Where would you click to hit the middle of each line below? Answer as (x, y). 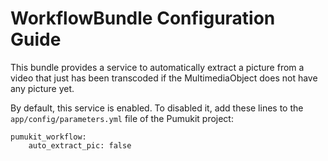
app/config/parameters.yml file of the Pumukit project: (122, 118)
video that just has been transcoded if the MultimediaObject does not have (164, 78)
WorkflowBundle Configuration (143, 18)
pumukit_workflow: (48, 137)
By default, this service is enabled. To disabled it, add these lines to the (157, 108)
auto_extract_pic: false (80, 145)
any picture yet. (42, 88)
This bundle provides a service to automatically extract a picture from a (157, 67)
